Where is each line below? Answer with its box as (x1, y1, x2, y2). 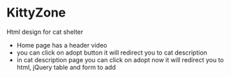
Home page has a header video (16, 41, 107, 49)
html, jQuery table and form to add (16, 63, 116, 71)
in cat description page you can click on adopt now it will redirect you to (16, 55, 224, 64)
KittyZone (6, 5, 66, 21)
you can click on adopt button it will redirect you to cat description (16, 48, 207, 57)
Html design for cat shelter (6, 28, 84, 36)
